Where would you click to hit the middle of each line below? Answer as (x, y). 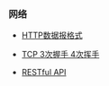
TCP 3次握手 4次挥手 (60, 55)
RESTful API (44, 73)
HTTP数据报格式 (52, 35)
